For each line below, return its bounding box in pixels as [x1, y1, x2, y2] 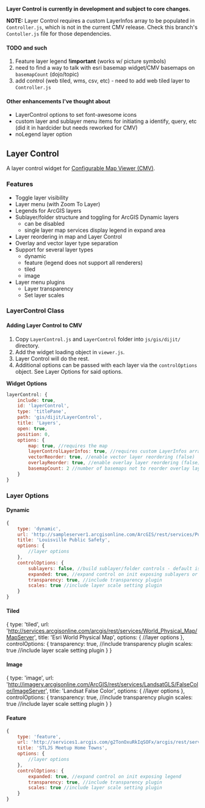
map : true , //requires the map [28, 443, 108, 449]
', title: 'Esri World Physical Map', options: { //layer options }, [34, 634, 185, 641]
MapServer [6, 634, 35, 641]
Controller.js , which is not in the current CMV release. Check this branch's [6, 24, 198, 31]
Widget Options [6, 379, 48, 387]
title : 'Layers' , [17, 420, 62, 426]
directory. [15, 342, 40, 349]
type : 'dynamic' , [17, 525, 62, 532]
